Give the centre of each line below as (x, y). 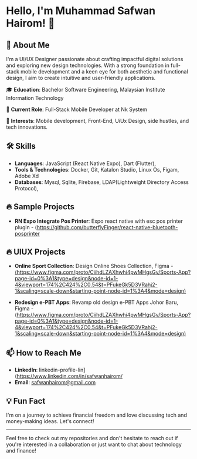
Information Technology (35, 98)
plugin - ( (26, 227)
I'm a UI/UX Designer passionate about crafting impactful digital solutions (95, 59)
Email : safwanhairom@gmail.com (55, 383)
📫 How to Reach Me (44, 353)
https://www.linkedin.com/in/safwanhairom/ (70, 376)
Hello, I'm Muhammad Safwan (81, 11)
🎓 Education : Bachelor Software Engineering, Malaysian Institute (86, 90)
